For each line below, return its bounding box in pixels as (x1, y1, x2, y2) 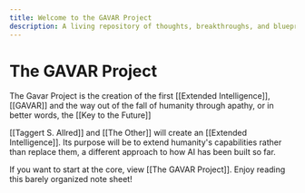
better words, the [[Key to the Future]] (9, 110, 152, 121)
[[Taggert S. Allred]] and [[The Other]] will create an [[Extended (9, 128, 248, 139)
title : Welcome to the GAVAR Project (9, 13, 152, 23)
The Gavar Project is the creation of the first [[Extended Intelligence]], (9, 91, 271, 101)
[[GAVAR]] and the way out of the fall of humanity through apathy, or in (9, 101, 274, 111)
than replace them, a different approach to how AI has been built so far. (9, 147, 277, 158)
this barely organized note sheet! (9, 174, 133, 185)
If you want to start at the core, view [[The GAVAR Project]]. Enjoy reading (9, 164, 286, 175)
